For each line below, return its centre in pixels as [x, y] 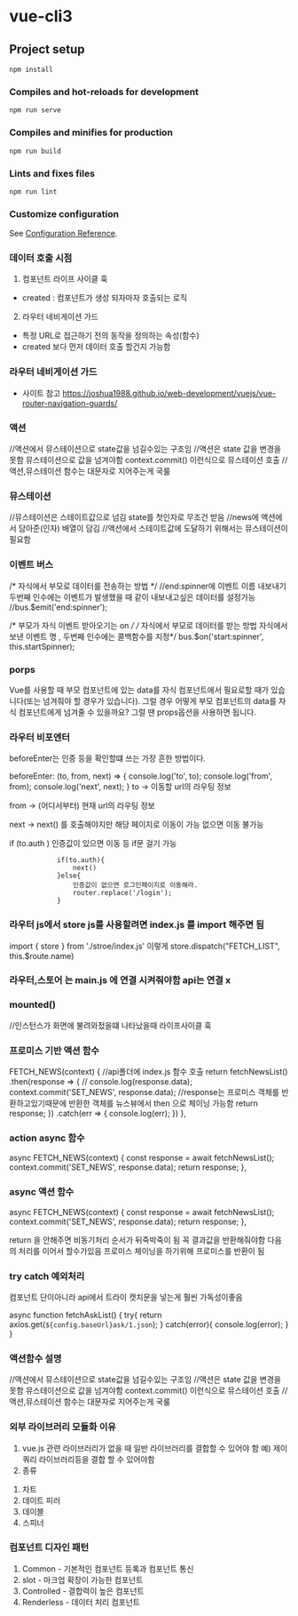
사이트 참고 [41, 393]
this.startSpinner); [42, 646]
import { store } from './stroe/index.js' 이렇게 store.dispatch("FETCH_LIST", [145, 946]
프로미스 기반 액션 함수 [55, 1051]
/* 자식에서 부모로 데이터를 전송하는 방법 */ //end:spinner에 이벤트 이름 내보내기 [148, 586]
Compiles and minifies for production [91, 132]
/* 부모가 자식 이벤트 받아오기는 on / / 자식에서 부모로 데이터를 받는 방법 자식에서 [149, 625]
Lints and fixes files [52, 173]
